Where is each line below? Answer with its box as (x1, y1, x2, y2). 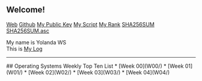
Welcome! (6, 5, 45, 15)
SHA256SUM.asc (6, 27, 49, 34)
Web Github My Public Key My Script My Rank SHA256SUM (6, 20, 155, 28)
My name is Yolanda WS (6, 38, 67, 46)
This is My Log (6, 45, 43, 52)
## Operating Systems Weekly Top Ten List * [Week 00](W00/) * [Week (6, 62, 184, 70)
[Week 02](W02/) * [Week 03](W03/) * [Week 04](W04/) (28, 68, 170, 76)
